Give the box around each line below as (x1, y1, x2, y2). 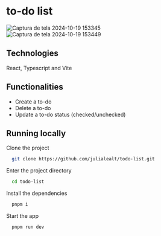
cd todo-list (11, 179, 45, 185)
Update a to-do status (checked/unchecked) (14, 111, 126, 118)
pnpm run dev (11, 224, 45, 230)
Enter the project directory (6, 167, 72, 174)
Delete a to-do (14, 104, 51, 111)
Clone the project (6, 144, 49, 152)
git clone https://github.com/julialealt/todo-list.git (11, 156, 155, 162)
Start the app (6, 212, 39, 219)
